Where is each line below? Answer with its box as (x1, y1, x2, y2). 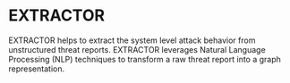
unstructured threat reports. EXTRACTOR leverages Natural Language (8, 44, 266, 54)
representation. (8, 63, 64, 74)
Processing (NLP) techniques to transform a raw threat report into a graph (8, 54, 281, 64)
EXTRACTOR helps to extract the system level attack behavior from (8, 35, 256, 46)
